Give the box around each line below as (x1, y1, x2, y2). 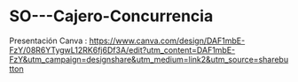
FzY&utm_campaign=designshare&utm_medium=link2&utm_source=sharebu (9, 54, 289, 64)
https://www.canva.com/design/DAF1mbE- (89, 35, 246, 46)
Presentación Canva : (9, 35, 88, 46)
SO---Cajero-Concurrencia (9, 6, 214, 26)
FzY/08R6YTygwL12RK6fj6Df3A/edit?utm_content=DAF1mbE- (9, 44, 236, 55)
